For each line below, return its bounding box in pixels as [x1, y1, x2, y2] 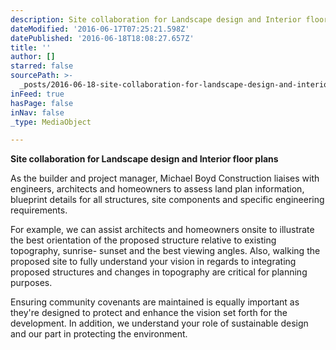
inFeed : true [10, 89, 65, 99]
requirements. [10, 204, 68, 216]
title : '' [10, 42, 52, 53]
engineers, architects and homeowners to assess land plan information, [10, 183, 305, 195]
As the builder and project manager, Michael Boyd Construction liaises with [10, 172, 320, 185]
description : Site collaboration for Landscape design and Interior [10, 14, 302, 25]
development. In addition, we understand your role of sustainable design [10, 317, 309, 330]
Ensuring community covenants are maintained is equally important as [10, 296, 300, 308]
